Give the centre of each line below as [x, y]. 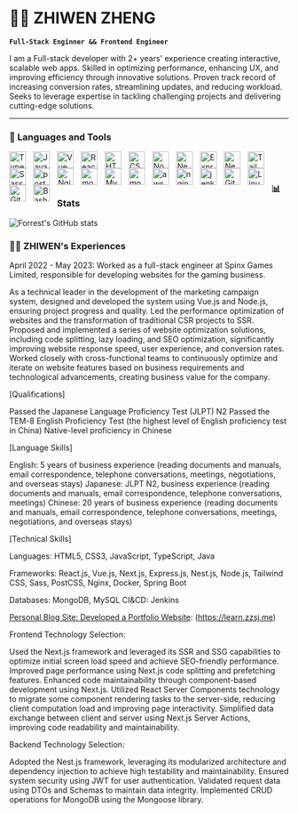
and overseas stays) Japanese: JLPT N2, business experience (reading [140, 484]
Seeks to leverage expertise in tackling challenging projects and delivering [145, 96]
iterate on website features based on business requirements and [127, 367]
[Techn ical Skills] [40, 539]
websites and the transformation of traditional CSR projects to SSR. [132, 320]
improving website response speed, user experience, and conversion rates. [147, 349]
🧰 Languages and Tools [60, 137]
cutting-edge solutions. [52, 105]
